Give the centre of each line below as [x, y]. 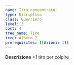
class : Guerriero [24, 19]
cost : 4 [13, 29]
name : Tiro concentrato [30, 10]
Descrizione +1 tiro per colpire [37, 57]
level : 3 [14, 24]
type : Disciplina [24, 15]
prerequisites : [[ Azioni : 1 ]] [37, 43]
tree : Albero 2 [21, 38]
